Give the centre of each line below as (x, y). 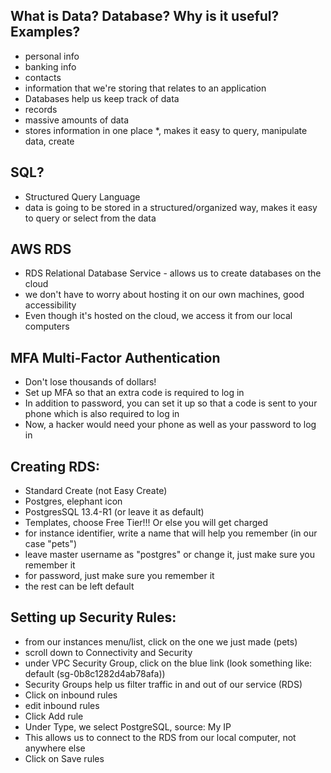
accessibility (50, 305)
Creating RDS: (55, 466)
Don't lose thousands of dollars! (90, 382)
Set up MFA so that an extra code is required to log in (134, 393)
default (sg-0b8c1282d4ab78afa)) (95, 673)
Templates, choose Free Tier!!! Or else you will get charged (146, 523)
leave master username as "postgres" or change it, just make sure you (170, 555)
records (41, 109)
